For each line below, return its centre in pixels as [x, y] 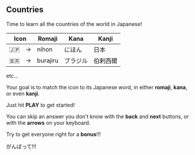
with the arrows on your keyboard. [48, 122]
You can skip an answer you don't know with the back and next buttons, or [97, 116]
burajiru [48, 60]
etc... [12, 76]
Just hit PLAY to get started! [40, 105]
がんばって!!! [21, 146]
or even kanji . [23, 93]
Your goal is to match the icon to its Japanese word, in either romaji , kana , [97, 87]
